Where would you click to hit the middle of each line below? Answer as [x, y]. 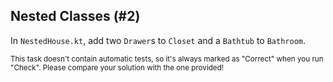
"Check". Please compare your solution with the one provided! [117, 67]
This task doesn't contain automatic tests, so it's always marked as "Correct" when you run [167, 59]
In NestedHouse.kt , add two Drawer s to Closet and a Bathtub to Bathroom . [158, 40]
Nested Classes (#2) [75, 16]
